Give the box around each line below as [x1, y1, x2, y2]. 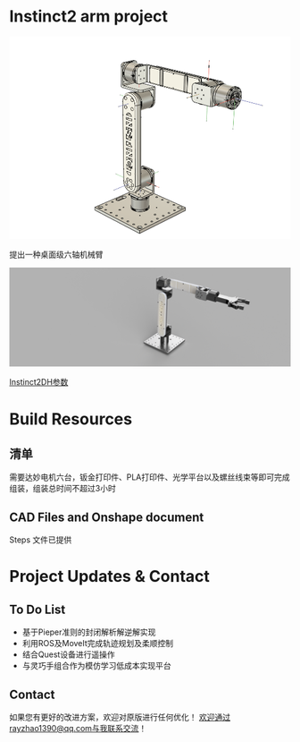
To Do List [9, 601, 66, 617]
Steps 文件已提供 [9, 534, 72, 545]
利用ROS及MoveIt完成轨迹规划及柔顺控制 [21, 638, 174, 649]
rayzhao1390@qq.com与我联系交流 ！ [9, 723, 147, 734]
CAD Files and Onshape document [9, 509, 204, 525]
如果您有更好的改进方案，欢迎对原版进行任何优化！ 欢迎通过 [9, 712, 230, 722]
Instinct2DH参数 [9, 377, 69, 388]
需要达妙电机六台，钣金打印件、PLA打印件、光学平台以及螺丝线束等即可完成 [9, 472, 290, 482]
